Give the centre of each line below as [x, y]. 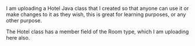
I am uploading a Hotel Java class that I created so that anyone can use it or [97, 8]
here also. [18, 38]
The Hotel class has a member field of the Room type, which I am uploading [97, 32]
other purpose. [24, 20]
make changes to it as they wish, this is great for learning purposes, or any [96, 14]
